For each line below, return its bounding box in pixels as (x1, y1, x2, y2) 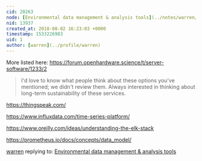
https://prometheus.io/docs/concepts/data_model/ (6, 136, 132, 143)
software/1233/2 (6, 65, 47, 72)
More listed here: (6, 58, 49, 66)
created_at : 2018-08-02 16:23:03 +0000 (6, 25, 106, 32)
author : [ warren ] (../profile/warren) (6, 43, 101, 49)
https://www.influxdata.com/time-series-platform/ (6, 112, 130, 120)
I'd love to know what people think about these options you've (20, 76, 176, 84)
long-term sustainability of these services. (20, 90, 126, 97)
